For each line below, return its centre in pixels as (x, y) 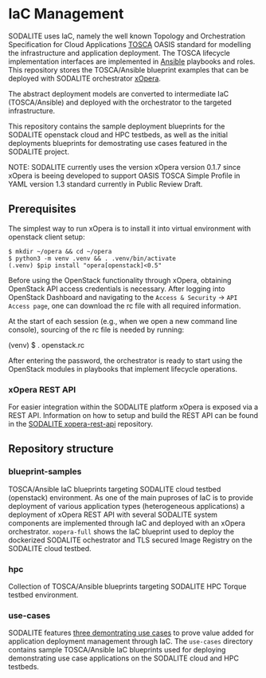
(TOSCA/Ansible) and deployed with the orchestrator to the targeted (120, 102)
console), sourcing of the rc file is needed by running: (96, 329)
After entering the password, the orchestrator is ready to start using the (125, 361)
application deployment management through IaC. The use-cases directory (131, 641)
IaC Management (66, 14)
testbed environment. (43, 595)
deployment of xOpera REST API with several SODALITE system (113, 514)
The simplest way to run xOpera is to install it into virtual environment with (130, 228)
